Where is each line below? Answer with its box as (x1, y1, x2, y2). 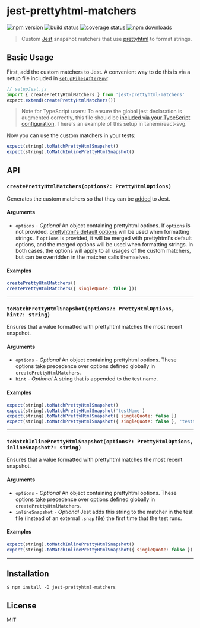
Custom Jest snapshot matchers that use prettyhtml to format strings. (21, 35, 192, 42)
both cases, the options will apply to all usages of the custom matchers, (15, 248, 192, 255)
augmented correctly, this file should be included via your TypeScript (21, 114, 191, 121)
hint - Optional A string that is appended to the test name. (15, 375, 158, 382)
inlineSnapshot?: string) (7, 444, 82, 451)
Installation (7, 569, 49, 579)
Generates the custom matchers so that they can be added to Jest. (7, 195, 171, 202)
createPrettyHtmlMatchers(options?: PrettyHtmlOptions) (7, 183, 172, 190)
